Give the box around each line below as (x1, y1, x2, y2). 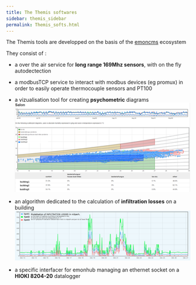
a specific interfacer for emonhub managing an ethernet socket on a (14, 266, 180, 273)
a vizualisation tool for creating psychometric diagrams (14, 97, 149, 104)
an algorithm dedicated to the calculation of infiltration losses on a (14, 198, 177, 205)
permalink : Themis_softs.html (6, 22, 80, 28)
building (14, 204, 35, 211)
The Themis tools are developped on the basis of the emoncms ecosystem (6, 39, 187, 46)
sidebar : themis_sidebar (6, 15, 67, 22)
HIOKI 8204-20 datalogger (14, 272, 81, 279)
